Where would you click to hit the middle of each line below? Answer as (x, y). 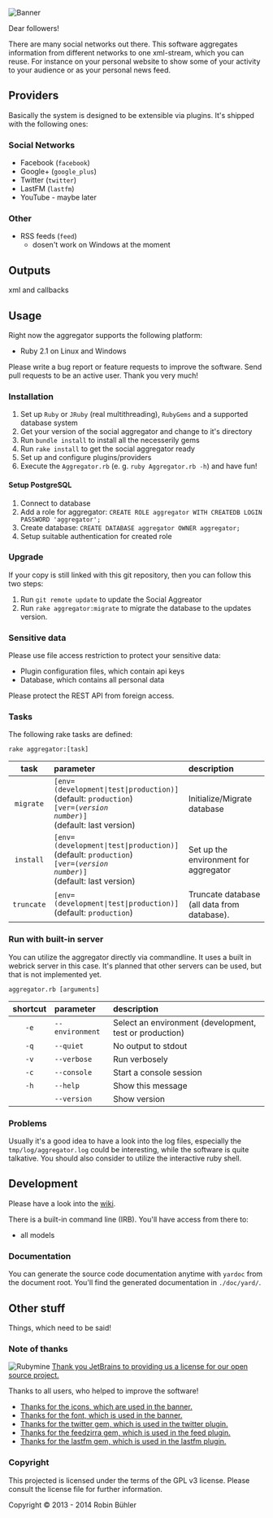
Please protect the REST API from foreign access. (91, 695)
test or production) (149, 1033)
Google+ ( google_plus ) (58, 172)
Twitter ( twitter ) (48, 180)
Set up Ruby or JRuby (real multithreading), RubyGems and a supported (134, 415)
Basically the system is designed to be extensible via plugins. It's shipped (131, 115)
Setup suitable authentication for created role (96, 536)
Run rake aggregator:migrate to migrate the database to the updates (136, 608)
